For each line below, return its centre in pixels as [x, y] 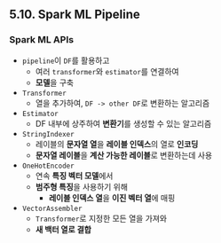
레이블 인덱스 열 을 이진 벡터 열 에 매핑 [112, 198]
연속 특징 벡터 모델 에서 [74, 176]
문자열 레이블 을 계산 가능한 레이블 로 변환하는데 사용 [124, 155]
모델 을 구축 [54, 82]
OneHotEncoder [48, 166]
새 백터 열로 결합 [63, 229]
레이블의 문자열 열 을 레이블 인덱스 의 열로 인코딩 [117, 144]
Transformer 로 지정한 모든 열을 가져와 [101, 218]
